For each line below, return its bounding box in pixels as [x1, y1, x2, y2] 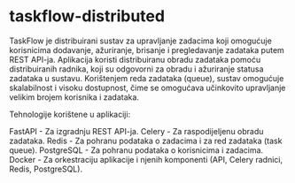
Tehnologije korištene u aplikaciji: [9, 109, 131, 119]
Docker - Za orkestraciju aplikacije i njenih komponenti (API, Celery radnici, [9, 154, 283, 164]
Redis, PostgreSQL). [9, 164, 82, 174]
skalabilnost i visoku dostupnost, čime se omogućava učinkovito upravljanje [9, 82, 286, 93]
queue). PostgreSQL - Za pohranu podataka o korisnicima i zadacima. [9, 144, 264, 156]
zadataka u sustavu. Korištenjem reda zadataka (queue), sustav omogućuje [9, 72, 284, 83]
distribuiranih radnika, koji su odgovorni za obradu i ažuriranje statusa [9, 64, 264, 74]
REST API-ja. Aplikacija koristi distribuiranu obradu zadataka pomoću [9, 54, 261, 65]
